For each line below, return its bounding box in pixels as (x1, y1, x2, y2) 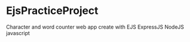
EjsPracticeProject (6, 4, 99, 17)
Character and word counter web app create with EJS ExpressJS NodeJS (6, 23, 184, 30)
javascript (6, 29, 31, 36)
